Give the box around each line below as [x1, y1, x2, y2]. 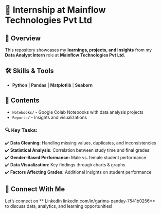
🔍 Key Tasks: [5, 126, 38, 133]
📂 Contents [5, 96, 40, 105]
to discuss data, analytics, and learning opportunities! [5, 203, 113, 209]
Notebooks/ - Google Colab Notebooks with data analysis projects [12, 109, 143, 115]
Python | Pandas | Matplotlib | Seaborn [12, 82, 93, 88]
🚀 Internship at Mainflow [5, 4, 106, 16]
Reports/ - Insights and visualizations [12, 114, 87, 120]
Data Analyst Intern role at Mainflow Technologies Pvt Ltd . [5, 52, 125, 58]
